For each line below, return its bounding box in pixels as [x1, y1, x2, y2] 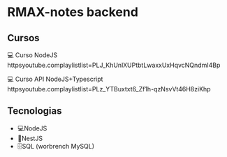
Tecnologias [7, 105, 62, 117]
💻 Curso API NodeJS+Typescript [7, 75, 103, 83]
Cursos [7, 32, 40, 44]
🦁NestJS [17, 134, 43, 142]
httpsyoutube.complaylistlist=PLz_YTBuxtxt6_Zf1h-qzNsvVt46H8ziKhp [7, 85, 211, 93]
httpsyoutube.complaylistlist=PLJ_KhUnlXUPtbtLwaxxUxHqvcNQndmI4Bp [7, 61, 221, 69]
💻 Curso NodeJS [7, 51, 58, 59]
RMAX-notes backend [7, 4, 138, 20]
